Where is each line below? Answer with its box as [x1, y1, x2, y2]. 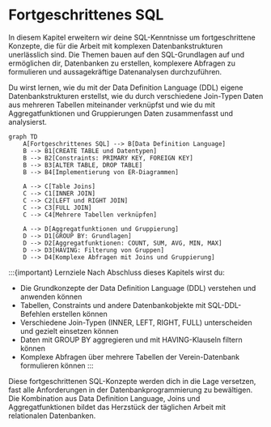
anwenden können [19, 292, 83, 301]
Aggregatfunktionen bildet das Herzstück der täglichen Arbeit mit [8, 402, 227, 412]
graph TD [8, 132, 38, 141]
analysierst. [8, 117, 47, 126]
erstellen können [52, 309, 108, 318]
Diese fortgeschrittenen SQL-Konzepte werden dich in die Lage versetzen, [8, 376, 256, 386]
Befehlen [19, 309, 51, 318]
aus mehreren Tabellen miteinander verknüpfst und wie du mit [8, 100, 216, 109]
